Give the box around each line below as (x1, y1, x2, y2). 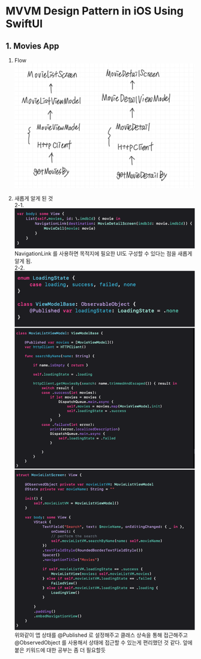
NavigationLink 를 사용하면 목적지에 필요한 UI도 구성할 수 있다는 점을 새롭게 (14, 250, 193, 257)
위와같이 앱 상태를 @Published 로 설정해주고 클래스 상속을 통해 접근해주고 (14, 631, 188, 639)
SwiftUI (5, 17, 43, 31)
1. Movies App (5, 41, 59, 51)
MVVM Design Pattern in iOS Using (5, 4, 184, 18)
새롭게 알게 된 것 (14, 195, 53, 202)
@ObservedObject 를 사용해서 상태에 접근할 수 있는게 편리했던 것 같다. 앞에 (14, 639, 193, 646)
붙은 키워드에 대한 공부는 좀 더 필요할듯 (14, 646, 106, 654)
